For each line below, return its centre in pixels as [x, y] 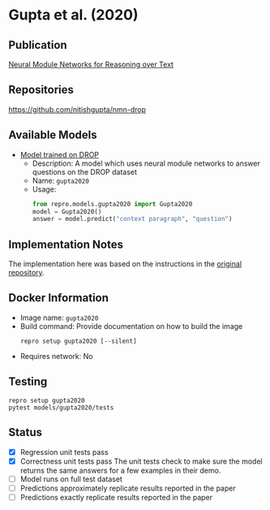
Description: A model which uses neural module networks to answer [146, 163]
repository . [26, 273]
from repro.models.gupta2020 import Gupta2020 [112, 204]
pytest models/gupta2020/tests [61, 408]
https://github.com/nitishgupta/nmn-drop [77, 109]
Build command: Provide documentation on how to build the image [131, 326]
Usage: [44, 189]
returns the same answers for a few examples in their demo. [120, 470]
